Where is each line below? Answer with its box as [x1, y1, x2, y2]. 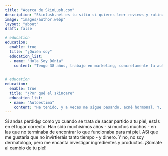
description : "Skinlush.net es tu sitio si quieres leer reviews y [5, 12, 149, 17]
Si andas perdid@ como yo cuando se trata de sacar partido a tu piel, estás [5, 118, 160, 124]
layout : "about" [5, 21, 39, 27]
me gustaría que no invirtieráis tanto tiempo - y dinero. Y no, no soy [5, 134, 144, 140]
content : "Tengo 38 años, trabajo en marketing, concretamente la [14, 63, 155, 68]
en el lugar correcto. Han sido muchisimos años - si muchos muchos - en [5, 124, 156, 130]
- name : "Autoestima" [9, 100, 55, 105]
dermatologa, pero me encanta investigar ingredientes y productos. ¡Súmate [5, 140, 162, 146]
